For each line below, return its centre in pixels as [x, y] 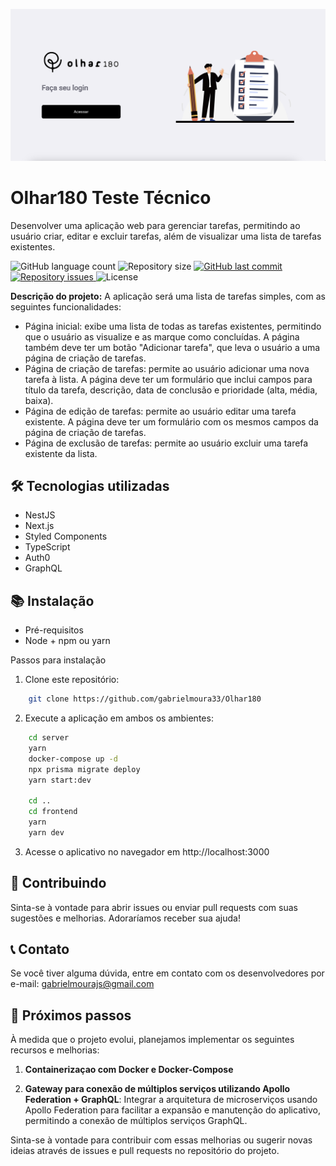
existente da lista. [61, 453]
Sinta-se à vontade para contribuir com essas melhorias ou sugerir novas [161, 1140]
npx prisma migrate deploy [84, 769]
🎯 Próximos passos [71, 1015]
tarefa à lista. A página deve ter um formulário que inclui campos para [168, 379]
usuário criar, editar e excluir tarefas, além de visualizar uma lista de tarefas [166, 236]
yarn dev [46, 832]
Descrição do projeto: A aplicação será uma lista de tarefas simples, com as [168, 296]
